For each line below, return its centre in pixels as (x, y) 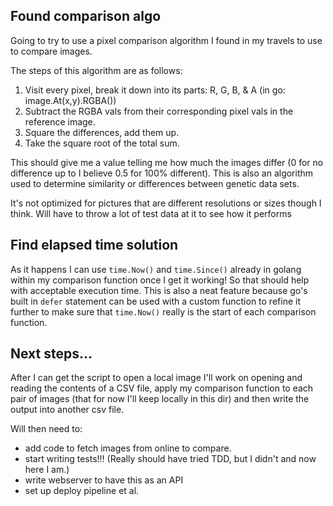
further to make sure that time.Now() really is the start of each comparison (163, 311)
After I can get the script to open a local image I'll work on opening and (156, 378)
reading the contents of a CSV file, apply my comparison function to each (162, 388)
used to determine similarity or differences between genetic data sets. (155, 183)
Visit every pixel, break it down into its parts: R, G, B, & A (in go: (155, 90)
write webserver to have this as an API (104, 480)
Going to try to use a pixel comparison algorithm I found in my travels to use (166, 40)
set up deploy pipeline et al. (82, 491)
